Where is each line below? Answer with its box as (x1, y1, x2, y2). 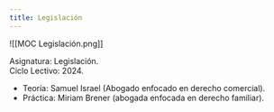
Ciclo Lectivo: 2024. (9, 65, 84, 76)
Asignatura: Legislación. (9, 55, 99, 66)
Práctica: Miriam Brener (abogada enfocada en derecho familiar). (22, 92, 264, 103)
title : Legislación (9, 13, 83, 23)
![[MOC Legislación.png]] (9, 38, 104, 49)
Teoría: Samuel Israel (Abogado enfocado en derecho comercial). (22, 82, 266, 93)
